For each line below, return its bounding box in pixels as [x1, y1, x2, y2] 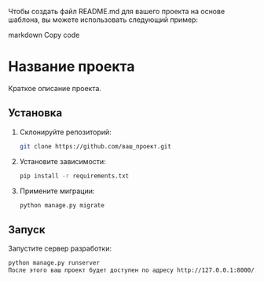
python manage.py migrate [19, 201, 104, 209]
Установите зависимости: [19, 156, 106, 166]
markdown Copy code [8, 31, 80, 39]
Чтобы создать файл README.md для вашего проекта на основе [8, 7, 225, 16]
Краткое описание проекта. [8, 83, 102, 93]
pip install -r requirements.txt [19, 172, 130, 180]
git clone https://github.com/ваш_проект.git [19, 142, 171, 150]
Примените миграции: [19, 186, 95, 196]
